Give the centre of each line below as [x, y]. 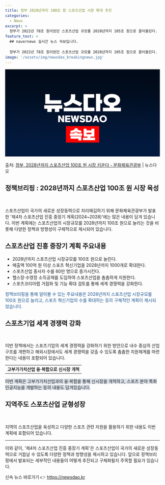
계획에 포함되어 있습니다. [29, 433]
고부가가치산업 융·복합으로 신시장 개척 [43, 369]
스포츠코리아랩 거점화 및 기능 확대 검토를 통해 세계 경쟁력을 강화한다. [78, 283]
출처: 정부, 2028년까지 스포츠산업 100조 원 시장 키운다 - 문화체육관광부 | [74, 165]
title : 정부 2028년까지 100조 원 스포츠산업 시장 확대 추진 [58, 10]
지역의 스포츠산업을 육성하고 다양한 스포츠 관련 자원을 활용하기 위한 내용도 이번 [81, 427]
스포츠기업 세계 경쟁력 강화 [43, 324]
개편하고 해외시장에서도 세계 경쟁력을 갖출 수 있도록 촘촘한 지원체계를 [84, 352]
